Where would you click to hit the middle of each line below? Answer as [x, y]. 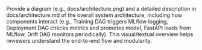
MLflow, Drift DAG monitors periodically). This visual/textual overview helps [100, 34]
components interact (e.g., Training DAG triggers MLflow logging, [87, 21]
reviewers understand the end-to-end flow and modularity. [79, 41]
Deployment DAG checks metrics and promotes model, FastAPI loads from [99, 28]
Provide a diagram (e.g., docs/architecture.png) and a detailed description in [101, 9]
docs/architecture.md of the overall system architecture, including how [94, 15]
